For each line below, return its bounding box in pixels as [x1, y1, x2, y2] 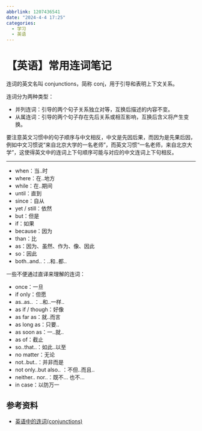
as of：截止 [14, 336, 44, 344]
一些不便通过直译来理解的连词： [6, 271, 85, 278]
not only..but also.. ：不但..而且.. [14, 366, 95, 374]
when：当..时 [14, 167, 48, 175]
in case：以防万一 [14, 381, 60, 389]
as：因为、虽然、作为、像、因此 [14, 242, 95, 250]
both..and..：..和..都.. [14, 257, 67, 265]
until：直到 [14, 190, 42, 197]
